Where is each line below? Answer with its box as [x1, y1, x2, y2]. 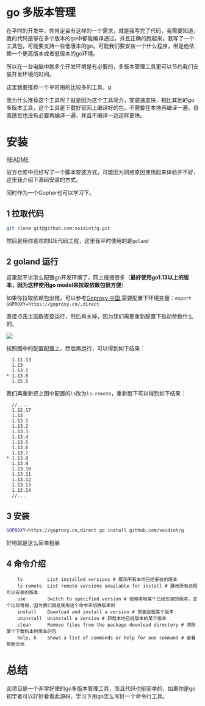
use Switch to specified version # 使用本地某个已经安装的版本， [17, 596, 193, 602]
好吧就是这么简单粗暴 [6, 539, 60, 547]
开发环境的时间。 [11, 70, 55, 77]
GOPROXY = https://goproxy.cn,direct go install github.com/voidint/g [6, 527, 184, 534]
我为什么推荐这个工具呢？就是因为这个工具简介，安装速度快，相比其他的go [6, 96, 195, 104]
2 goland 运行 [6, 256, 59, 267]
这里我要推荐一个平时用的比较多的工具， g [6, 83, 112, 90]
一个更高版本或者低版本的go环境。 [11, 49, 99, 57]
